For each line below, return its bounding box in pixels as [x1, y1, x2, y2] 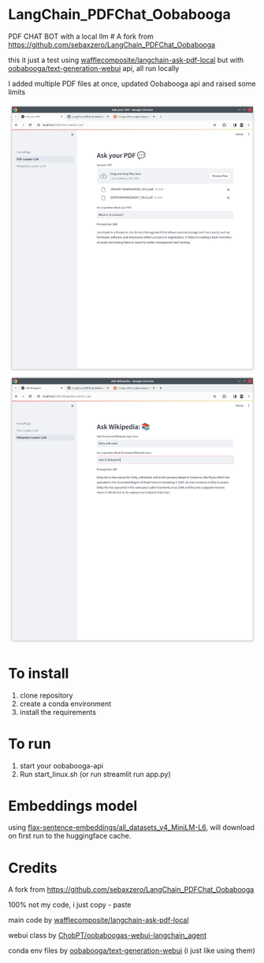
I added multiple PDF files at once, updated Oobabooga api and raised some [8, 79, 256, 88]
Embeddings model [8, 797, 138, 815]
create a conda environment [19, 699, 112, 708]
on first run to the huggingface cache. [8, 831, 132, 841]
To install [8, 664, 69, 682]
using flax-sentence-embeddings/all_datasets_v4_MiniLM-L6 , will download [8, 823, 255, 832]
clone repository [19, 690, 73, 700]
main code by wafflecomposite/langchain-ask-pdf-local [8, 916, 189, 925]
